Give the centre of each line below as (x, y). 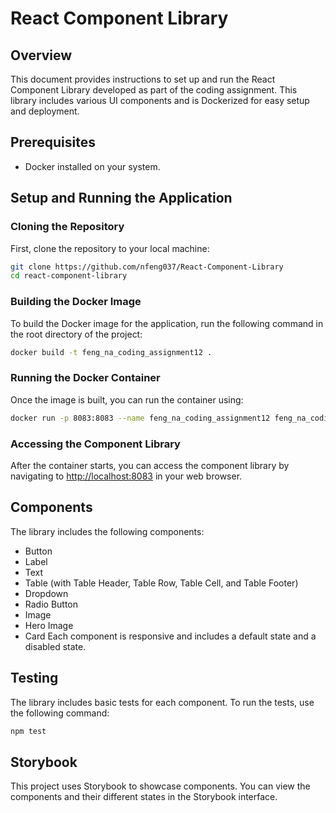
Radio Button (51, 604)
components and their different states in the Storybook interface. (144, 797)
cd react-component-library (69, 276)
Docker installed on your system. (92, 166)
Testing (34, 678)
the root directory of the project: (76, 334)
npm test (28, 731)
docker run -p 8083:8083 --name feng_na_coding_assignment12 (140, 418)
